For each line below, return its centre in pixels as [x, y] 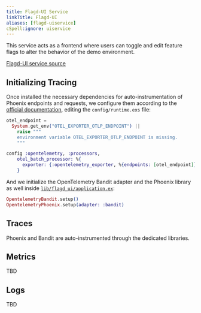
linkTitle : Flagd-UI [32, 17]
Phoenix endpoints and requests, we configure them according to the [92, 103]
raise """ [29, 132]
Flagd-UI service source [36, 64]
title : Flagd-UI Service [37, 12]
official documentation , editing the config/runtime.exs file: [79, 110]
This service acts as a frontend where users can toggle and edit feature [94, 46]
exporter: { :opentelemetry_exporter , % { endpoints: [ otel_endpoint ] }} [110, 165]
